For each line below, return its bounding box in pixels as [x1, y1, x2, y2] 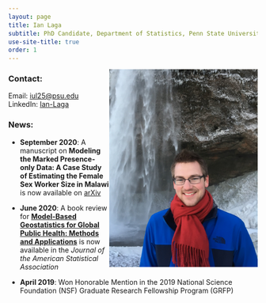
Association [19, 262, 59, 271]
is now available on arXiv [19, 187, 101, 197]
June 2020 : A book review [19, 203, 108, 213]
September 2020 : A [19, 137, 86, 146]
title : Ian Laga [8, 21, 62, 29]
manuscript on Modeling [19, 146, 101, 155]
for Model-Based [19, 211, 77, 221]
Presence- [59, 154, 96, 164]
